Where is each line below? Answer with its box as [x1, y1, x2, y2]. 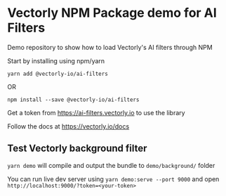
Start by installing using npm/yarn [7, 56, 105, 65]
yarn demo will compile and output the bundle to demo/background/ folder [7, 161, 215, 169]
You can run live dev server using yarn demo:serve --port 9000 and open [7, 174, 220, 183]
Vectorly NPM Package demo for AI [7, 5, 218, 21]
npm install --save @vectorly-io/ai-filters [7, 96, 140, 103]
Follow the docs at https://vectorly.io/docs [7, 122, 130, 131]
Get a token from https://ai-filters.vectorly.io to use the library [7, 108, 185, 117]
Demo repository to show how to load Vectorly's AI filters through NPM [7, 43, 213, 51]
